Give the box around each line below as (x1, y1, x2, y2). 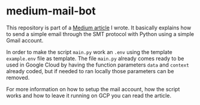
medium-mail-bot (6, 4, 96, 18)
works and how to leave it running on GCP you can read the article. (6, 92, 172, 99)
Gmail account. (6, 37, 44, 44)
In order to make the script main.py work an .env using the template (6, 48, 172, 55)
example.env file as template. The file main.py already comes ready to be (6, 55, 184, 62)
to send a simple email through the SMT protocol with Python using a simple (6, 30, 195, 37)
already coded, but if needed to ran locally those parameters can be (6, 67, 174, 74)
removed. (6, 74, 30, 81)
